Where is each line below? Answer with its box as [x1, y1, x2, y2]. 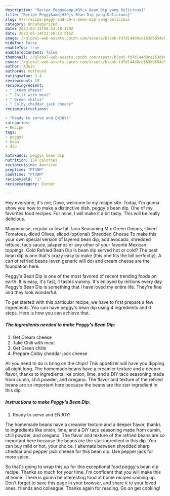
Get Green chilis [12, 345, 47, 351]
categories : [5, 120, 30, 125]
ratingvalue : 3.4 [5, 74, 42, 79]
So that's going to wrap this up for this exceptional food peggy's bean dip [5, 464, 159, 470]
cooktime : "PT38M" [5, 172, 44, 177]
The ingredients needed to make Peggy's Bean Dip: [5, 322, 115, 328]
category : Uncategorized [5, 21, 58, 27]
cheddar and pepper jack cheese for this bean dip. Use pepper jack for [5, 448, 153, 454]
